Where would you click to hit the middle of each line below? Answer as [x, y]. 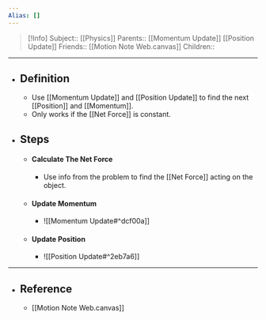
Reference [46, 289]
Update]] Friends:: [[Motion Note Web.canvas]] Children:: [121, 46]
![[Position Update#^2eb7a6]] [91, 257]
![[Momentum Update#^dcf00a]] [97, 221]
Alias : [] [25, 15]
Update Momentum [64, 203]
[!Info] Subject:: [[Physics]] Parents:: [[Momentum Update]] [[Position [141, 38]
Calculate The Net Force [72, 160]
